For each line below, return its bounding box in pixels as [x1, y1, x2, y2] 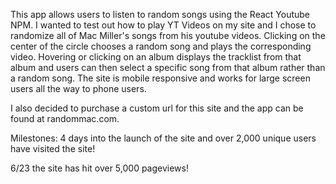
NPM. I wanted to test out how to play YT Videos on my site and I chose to [10, 19, 317, 31]
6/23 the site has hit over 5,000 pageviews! [10, 162, 189, 174]
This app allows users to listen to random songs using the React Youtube [10, 9, 311, 20]
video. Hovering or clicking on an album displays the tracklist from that [10, 51, 302, 63]
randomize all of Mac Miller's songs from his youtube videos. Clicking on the [10, 30, 326, 41]
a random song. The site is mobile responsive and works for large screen [10, 72, 311, 84]
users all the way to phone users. [10, 83, 147, 94]
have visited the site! [10, 143, 96, 154]
